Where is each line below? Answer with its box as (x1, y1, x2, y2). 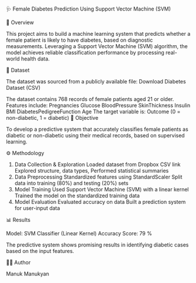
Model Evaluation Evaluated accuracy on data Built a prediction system (14, 198, 186, 205)
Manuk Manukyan (6, 270, 50, 277)
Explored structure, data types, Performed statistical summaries (14, 167, 169, 174)
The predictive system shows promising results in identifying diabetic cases (6, 241, 189, 248)
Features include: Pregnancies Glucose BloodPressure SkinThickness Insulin (6, 102, 191, 109)
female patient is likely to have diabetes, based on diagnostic (6, 36, 153, 43)
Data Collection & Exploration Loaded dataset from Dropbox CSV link (14, 161, 181, 168)
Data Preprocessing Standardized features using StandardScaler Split (14, 173, 183, 180)
